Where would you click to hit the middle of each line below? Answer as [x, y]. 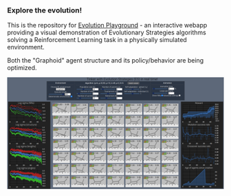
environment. [26, 47]
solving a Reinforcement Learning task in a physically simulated [97, 40]
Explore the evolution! [45, 10]
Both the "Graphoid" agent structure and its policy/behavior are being [106, 61]
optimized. [22, 68]
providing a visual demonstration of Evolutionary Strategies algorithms [107, 32]
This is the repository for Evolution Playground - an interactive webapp [107, 25]
